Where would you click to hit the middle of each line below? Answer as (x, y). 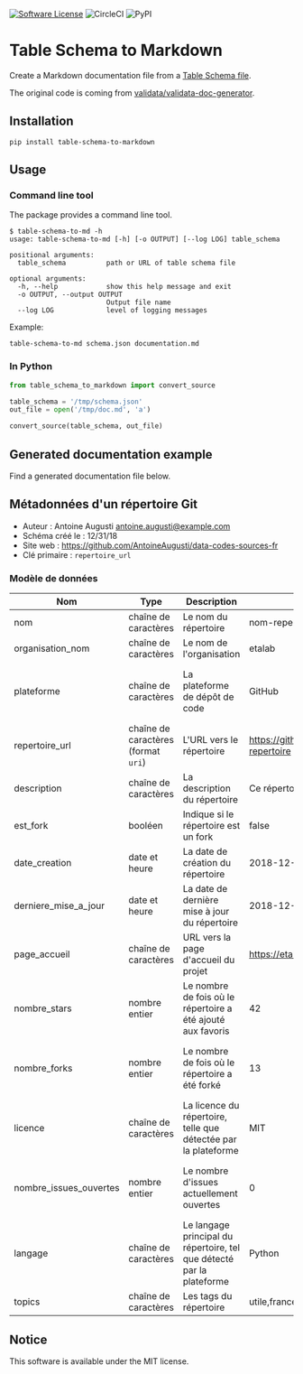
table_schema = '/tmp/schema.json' (76, 402)
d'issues (201, 1183)
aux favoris (206, 1031)
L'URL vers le (211, 740)
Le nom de (205, 643)
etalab (262, 648)
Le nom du (205, 617)
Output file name (138, 302)
